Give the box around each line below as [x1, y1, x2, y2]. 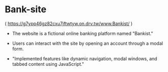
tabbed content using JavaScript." [12, 61, 84, 67]
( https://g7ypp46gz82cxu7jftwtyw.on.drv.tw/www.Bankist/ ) [5, 20, 133, 27]
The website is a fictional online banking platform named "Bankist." [12, 30, 154, 36]
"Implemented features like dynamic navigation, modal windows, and [12, 55, 158, 62]
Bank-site [5, 4, 46, 15]
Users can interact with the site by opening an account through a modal [12, 40, 163, 46]
